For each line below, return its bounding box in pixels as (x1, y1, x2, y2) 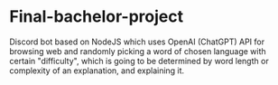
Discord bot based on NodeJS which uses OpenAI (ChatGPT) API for (9, 36, 264, 47)
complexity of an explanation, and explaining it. (9, 65, 185, 76)
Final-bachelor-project (9, 6, 183, 27)
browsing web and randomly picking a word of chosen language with (9, 45, 266, 56)
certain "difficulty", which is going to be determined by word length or (9, 55, 269, 66)
